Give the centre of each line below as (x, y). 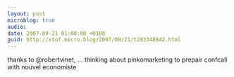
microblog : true (31, 20)
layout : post (26, 14)
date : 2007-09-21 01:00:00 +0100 (56, 33)
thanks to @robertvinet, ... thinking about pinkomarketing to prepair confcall (117, 59)
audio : (17, 27)
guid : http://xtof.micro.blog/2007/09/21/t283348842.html (94, 40)
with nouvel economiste (42, 67)
